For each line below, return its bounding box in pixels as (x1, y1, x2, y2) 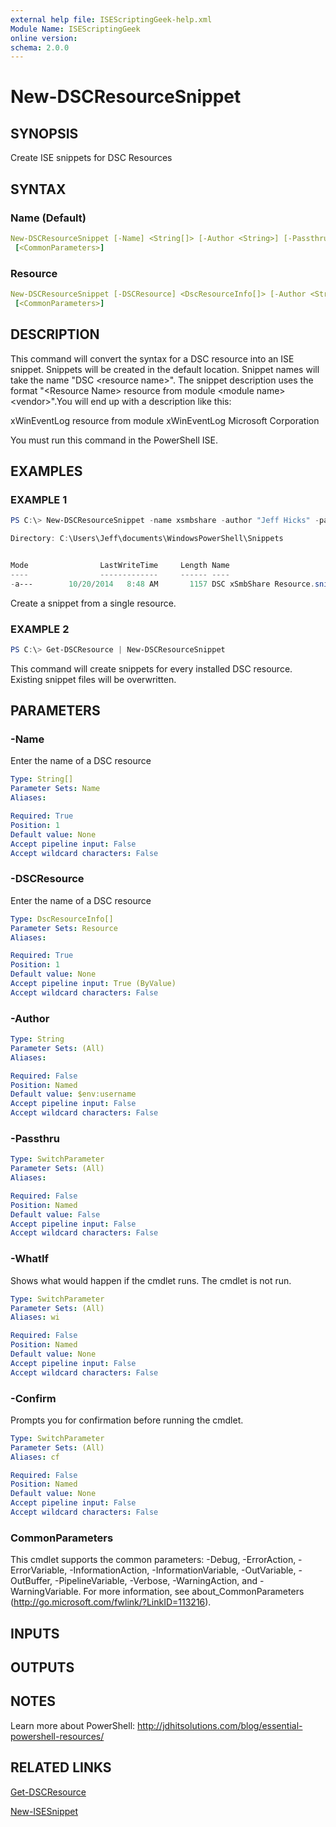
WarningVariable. (10, 1586, 82, 1598)
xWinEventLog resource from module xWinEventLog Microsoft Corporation (10, 414, 320, 426)
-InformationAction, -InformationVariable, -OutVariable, (69, 1564, 297, 1576)
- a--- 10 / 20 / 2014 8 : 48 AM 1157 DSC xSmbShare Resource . (10, 579, 315, 589)
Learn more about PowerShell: (10, 1719, 136, 1731)
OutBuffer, (10, 1575, 53, 1587)
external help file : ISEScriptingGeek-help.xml (10, 14, 213, 25)
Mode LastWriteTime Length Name (10, 560, 230, 570)
